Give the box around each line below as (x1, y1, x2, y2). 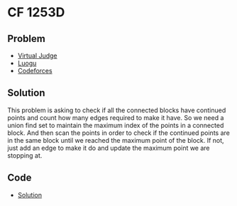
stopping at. (7, 151, 43, 160)
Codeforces (17, 67, 53, 75)
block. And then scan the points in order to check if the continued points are (7, 129, 231, 137)
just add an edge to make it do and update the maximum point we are (7, 143, 211, 152)
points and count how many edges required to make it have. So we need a (7, 113, 224, 121)
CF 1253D (7, 4, 65, 21)
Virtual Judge (17, 51, 57, 60)
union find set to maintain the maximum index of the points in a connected (7, 121, 224, 129)
